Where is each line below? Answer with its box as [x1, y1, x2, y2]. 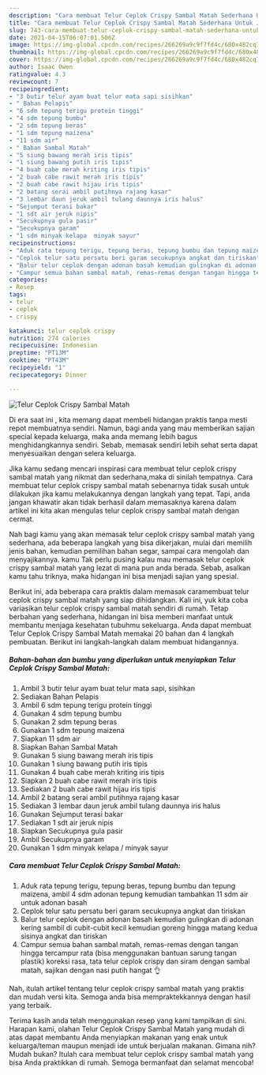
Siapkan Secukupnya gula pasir [20, 826, 123, 836]
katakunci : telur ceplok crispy [9, 327, 115, 335]
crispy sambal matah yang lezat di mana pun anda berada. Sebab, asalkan [9, 562, 251, 573]
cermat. [9, 514, 35, 524]
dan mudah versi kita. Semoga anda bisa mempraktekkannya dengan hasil [9, 992, 251, 1002]
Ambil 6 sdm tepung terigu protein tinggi [20, 700, 152, 709]
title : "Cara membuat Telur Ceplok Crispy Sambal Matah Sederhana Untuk [9, 19, 253, 27]
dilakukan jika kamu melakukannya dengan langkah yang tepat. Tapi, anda [9, 489, 251, 498]
